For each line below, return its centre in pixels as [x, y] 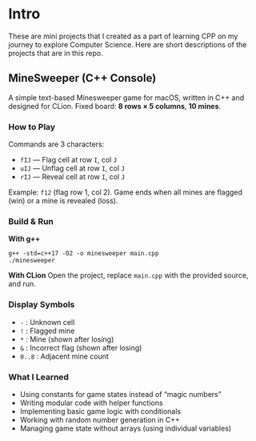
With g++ [24, 239]
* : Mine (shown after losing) [67, 339]
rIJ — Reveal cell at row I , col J [72, 177]
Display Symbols [42, 305]
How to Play [32, 126]
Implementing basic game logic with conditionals [100, 411]
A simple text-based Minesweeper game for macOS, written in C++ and [126, 98]
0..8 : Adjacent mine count [64, 356]
